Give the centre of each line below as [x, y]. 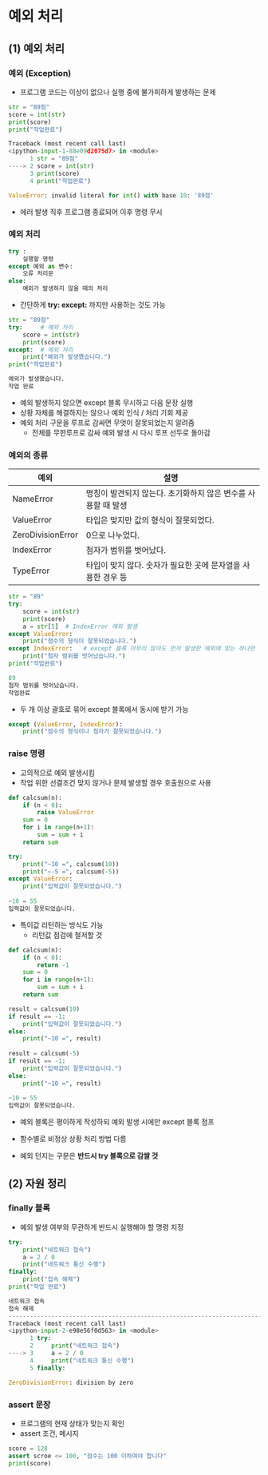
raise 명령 [27, 753]
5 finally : [47, 1368]
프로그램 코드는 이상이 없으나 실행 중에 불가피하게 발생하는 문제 [118, 92]
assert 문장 [30, 1405]
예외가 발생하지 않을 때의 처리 [65, 288]
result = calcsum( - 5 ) [44, 1054]
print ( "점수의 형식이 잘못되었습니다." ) [80, 641]
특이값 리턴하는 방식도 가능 [61, 924]
